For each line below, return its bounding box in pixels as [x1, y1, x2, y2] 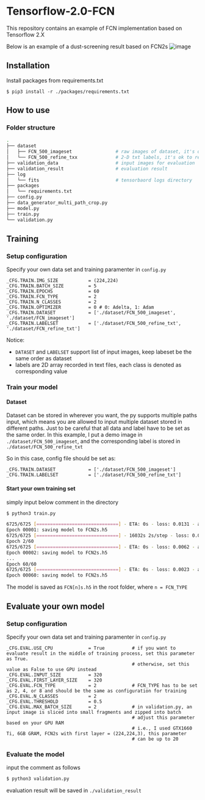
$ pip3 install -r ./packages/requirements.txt [6, 89, 130, 95]
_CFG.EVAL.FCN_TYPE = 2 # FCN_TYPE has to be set [6, 682, 198, 688]
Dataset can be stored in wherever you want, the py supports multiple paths [6, 412, 197, 419]
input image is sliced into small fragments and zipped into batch [6, 709, 182, 715]
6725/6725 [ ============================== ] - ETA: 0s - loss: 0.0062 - [6, 544, 195, 550]
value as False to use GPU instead [6, 666, 97, 672]
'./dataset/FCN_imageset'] [6, 315, 75, 321]
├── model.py [6, 205, 40, 211]
